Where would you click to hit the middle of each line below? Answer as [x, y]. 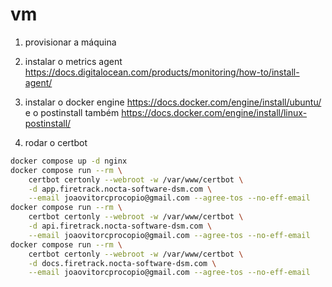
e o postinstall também [72, 112]
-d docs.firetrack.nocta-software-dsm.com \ [122, 263]
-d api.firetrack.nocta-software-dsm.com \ [120, 226]
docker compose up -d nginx [69, 161]
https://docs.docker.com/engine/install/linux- [214, 112]
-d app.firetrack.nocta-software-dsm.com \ [120, 189]
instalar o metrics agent [73, 61]
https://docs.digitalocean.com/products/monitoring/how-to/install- [162, 72]
